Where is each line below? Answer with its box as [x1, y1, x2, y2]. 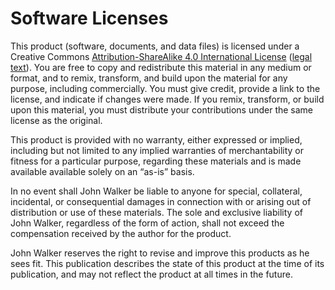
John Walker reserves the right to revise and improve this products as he [10, 247, 310, 259]
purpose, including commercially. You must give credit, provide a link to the [10, 82, 321, 94]
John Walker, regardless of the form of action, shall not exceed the [10, 217, 285, 229]
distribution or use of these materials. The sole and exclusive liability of [10, 206, 303, 218]
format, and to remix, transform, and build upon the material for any [10, 72, 288, 84]
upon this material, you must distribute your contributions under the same [10, 103, 314, 116]
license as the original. [10, 114, 103, 126]
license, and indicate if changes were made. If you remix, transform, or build [10, 93, 325, 105]
